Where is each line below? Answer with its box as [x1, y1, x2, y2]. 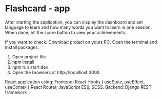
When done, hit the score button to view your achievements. [5, 29, 126, 35]
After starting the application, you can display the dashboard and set [5, 19, 143, 25]
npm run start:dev [12, 64, 48, 70]
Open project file [12, 53, 46, 59]
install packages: [5, 44, 39, 50]
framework [5, 89, 27, 95]
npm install [12, 59, 35, 65]
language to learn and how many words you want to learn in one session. [5, 24, 152, 30]
